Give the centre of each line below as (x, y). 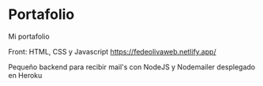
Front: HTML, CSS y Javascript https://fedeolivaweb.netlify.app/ (112, 51)
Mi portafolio (29, 36)
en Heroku (25, 75)
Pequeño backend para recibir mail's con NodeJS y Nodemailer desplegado (131, 67)
